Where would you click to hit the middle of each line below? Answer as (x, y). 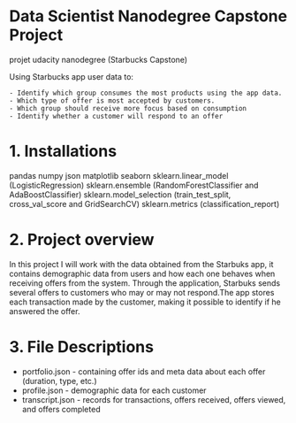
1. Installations (63, 151)
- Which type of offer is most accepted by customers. (112, 100)
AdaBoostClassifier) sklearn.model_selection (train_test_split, (120, 194)
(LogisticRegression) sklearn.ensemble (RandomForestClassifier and (134, 185)
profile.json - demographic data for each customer (114, 390)
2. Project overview (82, 240)
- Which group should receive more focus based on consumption (128, 108)
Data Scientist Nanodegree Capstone (148, 16)
